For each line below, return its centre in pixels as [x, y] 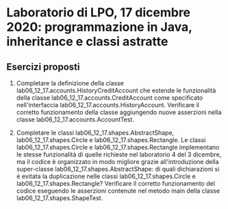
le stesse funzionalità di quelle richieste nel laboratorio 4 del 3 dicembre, [119, 154]
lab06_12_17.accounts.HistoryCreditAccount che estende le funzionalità [116, 90]
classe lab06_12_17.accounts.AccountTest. [75, 120]
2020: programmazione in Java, [99, 27]
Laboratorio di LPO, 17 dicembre [99, 13]
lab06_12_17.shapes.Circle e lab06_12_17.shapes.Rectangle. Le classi [111, 140]
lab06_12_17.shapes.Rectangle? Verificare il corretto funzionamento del [115, 183]
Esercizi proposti [43, 67]
